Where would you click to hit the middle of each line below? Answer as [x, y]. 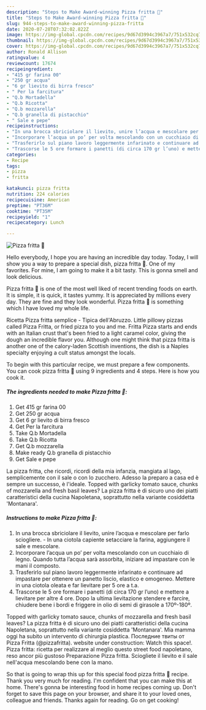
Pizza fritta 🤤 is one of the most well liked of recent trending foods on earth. [102, 289]
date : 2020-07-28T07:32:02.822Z [48, 29]
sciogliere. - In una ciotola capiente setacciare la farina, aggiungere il [102, 540]
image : [15, 35]
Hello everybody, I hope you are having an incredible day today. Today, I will [102, 258]
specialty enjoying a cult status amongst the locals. [71, 353]
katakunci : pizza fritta [38, 189]
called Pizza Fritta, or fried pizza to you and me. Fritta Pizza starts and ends [102, 327]
